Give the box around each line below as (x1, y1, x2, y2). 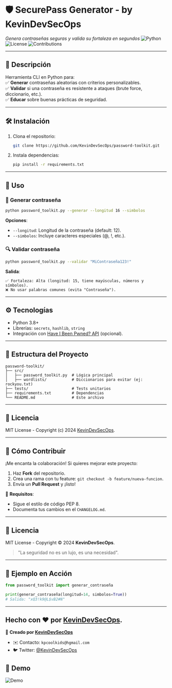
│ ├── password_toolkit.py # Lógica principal (5, 372, 114, 378)
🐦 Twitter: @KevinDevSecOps (12, 647, 77, 653)
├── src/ (5, 368, 24, 373)
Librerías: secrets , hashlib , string (12, 325, 85, 331)
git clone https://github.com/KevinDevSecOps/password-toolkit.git (12, 143, 160, 148)
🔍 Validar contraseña (5, 246, 60, 253)
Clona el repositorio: (12, 133, 56, 139)
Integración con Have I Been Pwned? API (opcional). (12, 330, 123, 337)
